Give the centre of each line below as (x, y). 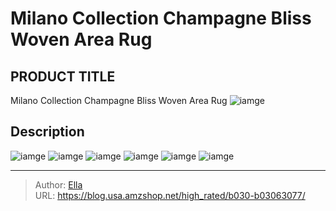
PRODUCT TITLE (63, 76)
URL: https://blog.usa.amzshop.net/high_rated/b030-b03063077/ (170, 195)
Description (47, 132)
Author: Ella (58, 184)
